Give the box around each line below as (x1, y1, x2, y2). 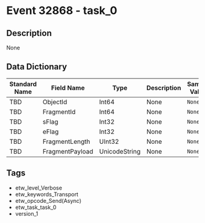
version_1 (15, 210, 38, 217)
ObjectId (42, 97, 67, 106)
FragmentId (42, 107, 76, 116)
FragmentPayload (42, 147, 93, 155)
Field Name (51, 83, 85, 92)
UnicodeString (99, 147, 141, 155)
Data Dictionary (6, 62, 67, 72)
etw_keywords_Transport (15, 190, 79, 198)
